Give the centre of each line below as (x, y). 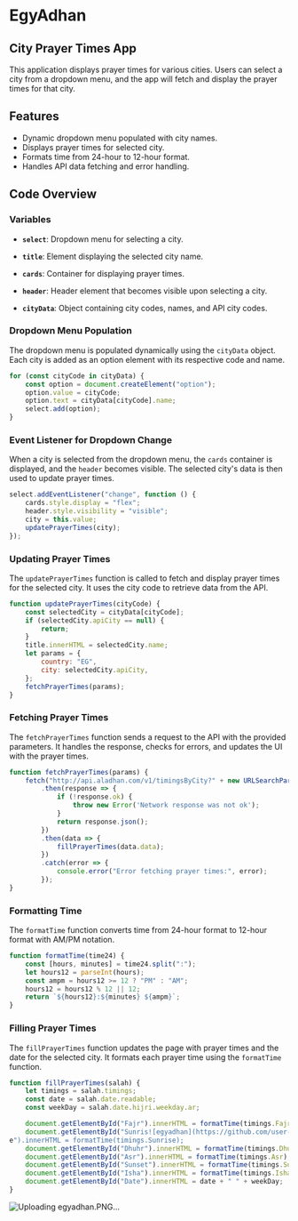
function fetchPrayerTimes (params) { (79, 772)
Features (34, 116)
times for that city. (42, 88)
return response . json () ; (102, 822)
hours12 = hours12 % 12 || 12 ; (83, 989)
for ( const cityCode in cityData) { (77, 376)
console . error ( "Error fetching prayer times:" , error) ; (162, 872)
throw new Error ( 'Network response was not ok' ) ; (166, 806)
